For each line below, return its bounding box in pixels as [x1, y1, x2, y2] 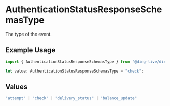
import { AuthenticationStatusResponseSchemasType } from [5, 59, 130, 64]
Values [5, 82, 28, 91]
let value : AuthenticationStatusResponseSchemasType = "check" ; [5, 68, 144, 74]
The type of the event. [5, 31, 52, 37]
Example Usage [5, 46, 56, 54]
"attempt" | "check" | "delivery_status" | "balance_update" [5, 96, 137, 101]
